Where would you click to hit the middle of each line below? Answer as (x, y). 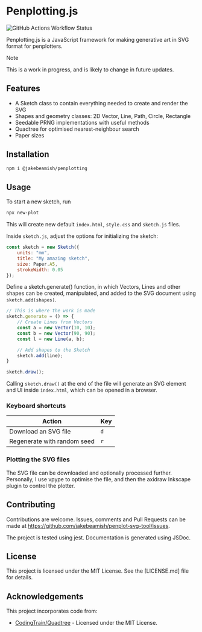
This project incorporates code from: (52, 611)
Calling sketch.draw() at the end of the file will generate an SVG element (96, 384)
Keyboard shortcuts (36, 406)
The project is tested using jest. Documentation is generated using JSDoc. (99, 538)
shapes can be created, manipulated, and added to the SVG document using (101, 293)
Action (52, 421)
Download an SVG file (40, 432)
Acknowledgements (45, 597)
